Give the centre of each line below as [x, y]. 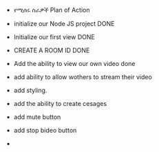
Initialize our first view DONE [54, 37]
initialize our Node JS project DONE [64, 24]
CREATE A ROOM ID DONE [52, 50]
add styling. [30, 90]
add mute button [37, 117]
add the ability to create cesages [60, 104]
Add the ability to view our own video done [74, 64]
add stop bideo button [45, 130]
